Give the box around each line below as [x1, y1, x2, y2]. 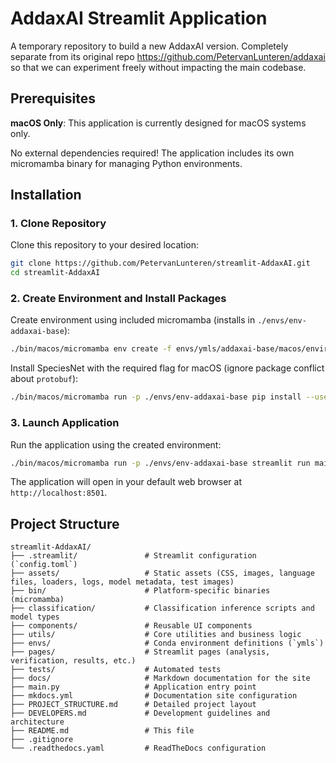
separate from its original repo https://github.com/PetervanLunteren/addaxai [10, 50, 326, 62]
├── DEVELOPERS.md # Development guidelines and [10, 708, 271, 719]
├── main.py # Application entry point [10, 682, 257, 692]
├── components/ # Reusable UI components [10, 621, 253, 631]
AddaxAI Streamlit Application [10, 7, 268, 30]
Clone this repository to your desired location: [10, 239, 199, 251]
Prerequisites [10, 90, 96, 107]
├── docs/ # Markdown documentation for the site [10, 673, 311, 684]
